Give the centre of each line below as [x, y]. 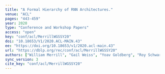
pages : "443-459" [23, 18]
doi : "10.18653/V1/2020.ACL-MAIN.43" [44, 41]
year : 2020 [16, 23]
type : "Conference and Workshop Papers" [47, 28]
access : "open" [21, 32]
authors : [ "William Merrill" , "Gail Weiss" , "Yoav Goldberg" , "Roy [76, 55]
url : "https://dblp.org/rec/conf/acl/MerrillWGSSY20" [61, 50]
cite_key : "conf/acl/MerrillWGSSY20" [44, 64]
